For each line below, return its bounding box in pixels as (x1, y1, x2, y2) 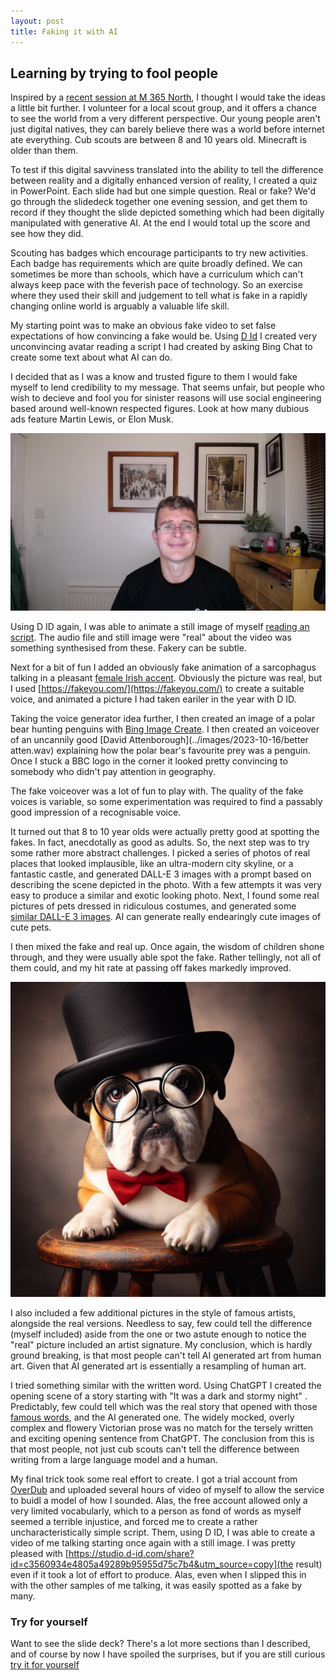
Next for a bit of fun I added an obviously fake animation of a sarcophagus (10, 661, 317, 673)
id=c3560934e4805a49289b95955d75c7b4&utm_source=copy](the (10, 1558, 294, 1570)
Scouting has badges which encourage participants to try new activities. (10, 247, 309, 259)
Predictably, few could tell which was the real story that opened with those (10, 1400, 318, 1412)
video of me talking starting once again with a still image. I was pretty (10, 1536, 296, 1549)
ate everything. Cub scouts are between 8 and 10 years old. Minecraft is (10, 134, 307, 146)
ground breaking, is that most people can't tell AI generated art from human (10, 1349, 322, 1361)
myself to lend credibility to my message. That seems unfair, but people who (10, 381, 325, 394)
